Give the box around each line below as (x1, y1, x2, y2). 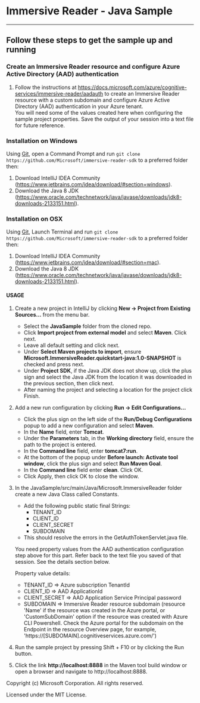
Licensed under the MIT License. (6, 691, 87, 698)
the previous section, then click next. (23, 380, 114, 387)
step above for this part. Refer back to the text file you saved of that (14, 552, 182, 559)
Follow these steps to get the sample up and (6, 35, 173, 45)
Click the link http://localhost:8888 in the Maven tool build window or (14, 662, 187, 669)
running (6, 45, 36, 55)
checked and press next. (23, 361, 85, 368)
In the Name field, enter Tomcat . (23, 428, 104, 435)
